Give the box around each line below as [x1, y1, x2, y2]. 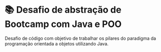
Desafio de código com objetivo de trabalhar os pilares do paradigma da [5, 35, 156, 41]
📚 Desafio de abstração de [5, 4, 121, 16]
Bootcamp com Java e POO [5, 18, 122, 30]
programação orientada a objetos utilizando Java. [5, 40, 109, 46]
